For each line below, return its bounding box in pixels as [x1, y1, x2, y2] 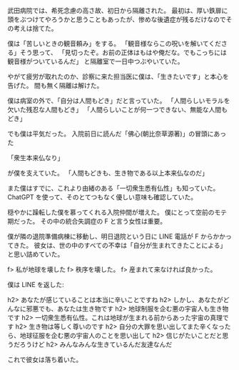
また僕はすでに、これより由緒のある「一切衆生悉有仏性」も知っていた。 [7, 184, 220, 192]
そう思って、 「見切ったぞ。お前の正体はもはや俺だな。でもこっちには [19, 49, 227, 56]
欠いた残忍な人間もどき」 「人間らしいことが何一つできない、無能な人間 [7, 106, 222, 114]
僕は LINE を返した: [7, 281, 64, 289]
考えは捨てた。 [13, 24, 58, 32]
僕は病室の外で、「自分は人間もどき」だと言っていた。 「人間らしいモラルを [7, 96, 230, 105]
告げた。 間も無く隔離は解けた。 [7, 81, 103, 89]
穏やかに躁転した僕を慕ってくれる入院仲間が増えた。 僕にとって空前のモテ [7, 208, 227, 216]
